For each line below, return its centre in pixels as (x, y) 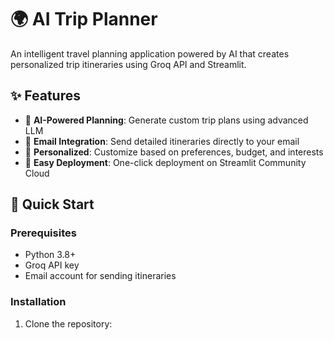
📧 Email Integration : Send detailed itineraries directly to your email (162, 141)
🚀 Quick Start (52, 204)
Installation (38, 302)
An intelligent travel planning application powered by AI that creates (150, 53)
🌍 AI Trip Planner (84, 19)
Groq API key (52, 265)
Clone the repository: (68, 323)
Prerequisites (43, 233)
